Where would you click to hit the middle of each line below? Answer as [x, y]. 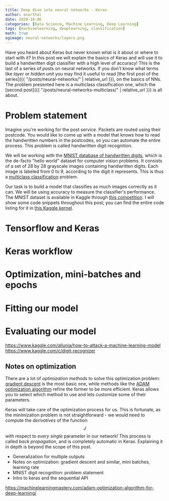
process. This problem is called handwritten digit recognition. [69, 145]
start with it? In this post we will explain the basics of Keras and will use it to [84, 57]
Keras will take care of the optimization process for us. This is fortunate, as [83, 410]
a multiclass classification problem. [42, 176]
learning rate [26, 467]
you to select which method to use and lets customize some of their [76, 395]
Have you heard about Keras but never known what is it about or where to [82, 52]
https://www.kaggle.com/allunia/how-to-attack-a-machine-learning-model [83, 345]
